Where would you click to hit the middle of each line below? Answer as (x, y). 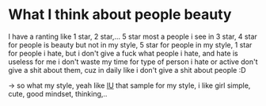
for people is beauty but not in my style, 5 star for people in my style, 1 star (130, 44)
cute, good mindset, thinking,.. (58, 93)
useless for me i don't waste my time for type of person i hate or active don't (133, 62)
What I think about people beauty (120, 15)
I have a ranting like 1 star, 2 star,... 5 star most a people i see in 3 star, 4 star (133, 36)
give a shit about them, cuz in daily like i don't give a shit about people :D (127, 70)
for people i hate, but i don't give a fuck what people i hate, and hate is (123, 53)
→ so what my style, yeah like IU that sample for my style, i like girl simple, (129, 85)
